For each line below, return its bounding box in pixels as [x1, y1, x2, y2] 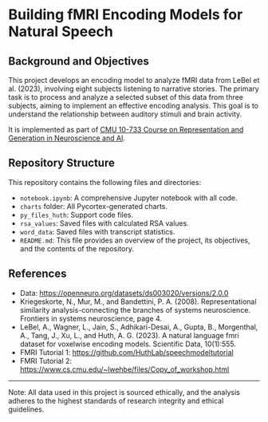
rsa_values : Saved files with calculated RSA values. [19, 218, 189, 228]
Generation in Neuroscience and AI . [8, 133, 126, 143]
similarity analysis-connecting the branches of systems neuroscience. [19, 305, 251, 314]
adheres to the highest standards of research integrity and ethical [8, 396, 224, 405]
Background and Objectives [8, 54, 150, 68]
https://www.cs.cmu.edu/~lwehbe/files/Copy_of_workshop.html [19, 365, 230, 374]
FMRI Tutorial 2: [19, 356, 73, 365]
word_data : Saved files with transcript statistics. [19, 227, 175, 236]
